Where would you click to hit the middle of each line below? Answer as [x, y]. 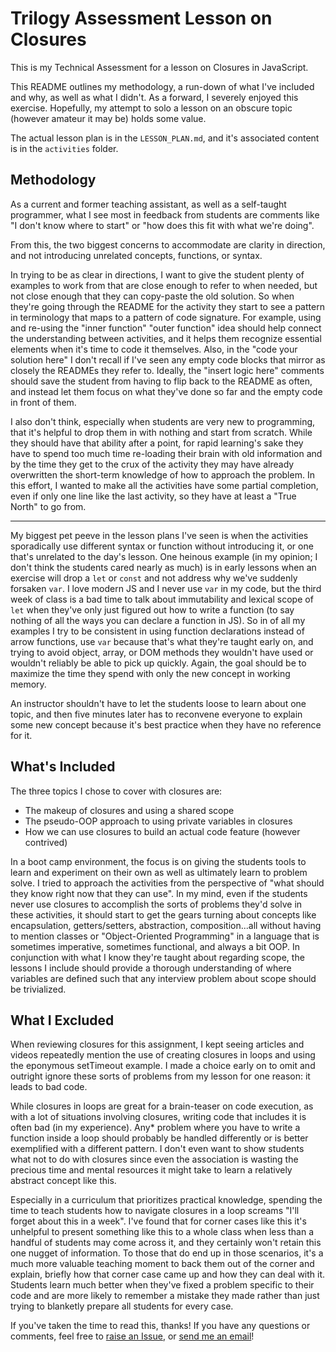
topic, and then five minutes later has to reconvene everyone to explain [156, 714]
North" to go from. [48, 506]
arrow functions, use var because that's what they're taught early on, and [162, 641]
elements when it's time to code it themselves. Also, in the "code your [154, 349]
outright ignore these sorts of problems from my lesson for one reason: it [160, 1076]
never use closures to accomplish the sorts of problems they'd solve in [156, 904]
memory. [28, 684]
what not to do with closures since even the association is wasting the [154, 1159]
